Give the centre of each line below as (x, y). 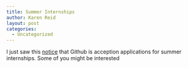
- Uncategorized (32, 35)
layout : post (23, 23)
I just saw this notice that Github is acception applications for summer (94, 52)
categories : (21, 29)
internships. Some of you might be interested (63, 58)
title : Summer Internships (41, 12)
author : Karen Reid (31, 18)
